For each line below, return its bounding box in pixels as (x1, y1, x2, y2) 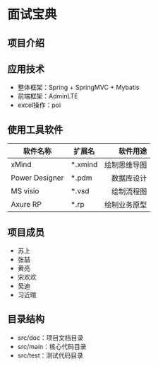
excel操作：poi (17, 101, 61, 110)
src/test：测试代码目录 (17, 351, 83, 360)
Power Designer (11, 173, 64, 183)
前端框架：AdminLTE (17, 92, 78, 101)
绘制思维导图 (104, 160, 147, 170)
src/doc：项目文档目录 (17, 333, 84, 342)
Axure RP (11, 200, 42, 210)
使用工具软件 (7, 123, 63, 135)
